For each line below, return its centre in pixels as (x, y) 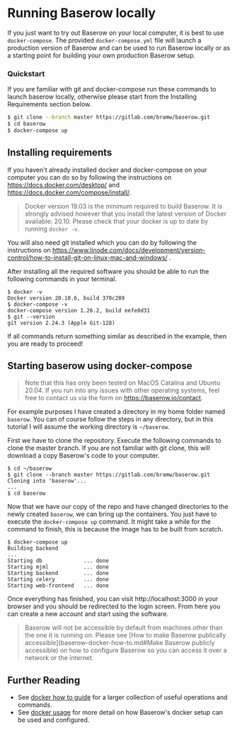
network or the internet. (59, 658)
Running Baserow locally (82, 13)
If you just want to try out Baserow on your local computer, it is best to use (116, 33)
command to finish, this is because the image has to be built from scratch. (115, 529)
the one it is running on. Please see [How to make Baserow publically (125, 635)
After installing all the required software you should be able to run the (108, 271)
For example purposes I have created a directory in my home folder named (116, 412)
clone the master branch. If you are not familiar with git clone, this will (109, 448)
